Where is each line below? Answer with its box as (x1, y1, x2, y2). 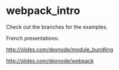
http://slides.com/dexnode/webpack (6, 57, 94, 64)
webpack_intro (6, 4, 80, 17)
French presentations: (6, 34, 59, 41)
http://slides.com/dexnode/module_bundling (6, 45, 113, 53)
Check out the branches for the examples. (6, 23, 108, 30)
